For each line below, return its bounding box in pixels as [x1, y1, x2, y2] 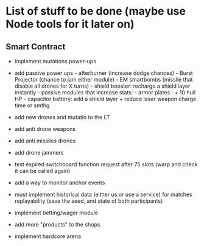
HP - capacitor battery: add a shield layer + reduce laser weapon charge [14, 96, 197, 102]
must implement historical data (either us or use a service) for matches [14, 191, 192, 198]
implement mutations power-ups [14, 58, 97, 65]
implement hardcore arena [14, 233, 82, 240]
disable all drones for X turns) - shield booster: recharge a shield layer [14, 82, 191, 90]
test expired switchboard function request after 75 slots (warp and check [14, 161, 198, 168]
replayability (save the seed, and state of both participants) [14, 197, 163, 205]
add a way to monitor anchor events [14, 179, 105, 186]
